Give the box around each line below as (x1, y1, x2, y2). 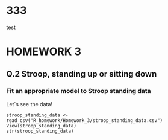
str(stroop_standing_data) (6, 128, 74, 134)
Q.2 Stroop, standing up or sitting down (6, 69, 157, 79)
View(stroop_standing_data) (6, 122, 77, 129)
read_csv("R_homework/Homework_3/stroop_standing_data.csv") (6, 117, 163, 124)
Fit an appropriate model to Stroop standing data (6, 87, 152, 95)
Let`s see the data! (6, 100, 53, 107)
